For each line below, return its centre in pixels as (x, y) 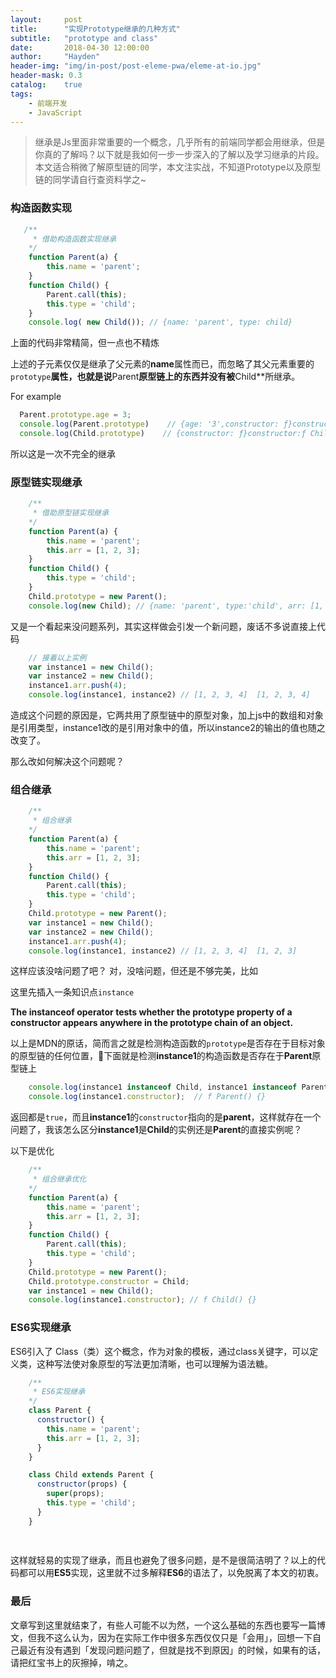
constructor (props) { (82, 1484)
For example (36, 397)
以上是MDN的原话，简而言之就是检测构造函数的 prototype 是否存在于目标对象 (168, 1043)
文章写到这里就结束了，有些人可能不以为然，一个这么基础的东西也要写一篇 (163, 1625)
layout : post (46, 19)
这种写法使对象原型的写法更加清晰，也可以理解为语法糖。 (154, 1363)
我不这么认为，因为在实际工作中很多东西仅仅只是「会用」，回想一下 (174, 1637)
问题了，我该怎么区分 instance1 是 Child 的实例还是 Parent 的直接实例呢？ (156, 1130)
